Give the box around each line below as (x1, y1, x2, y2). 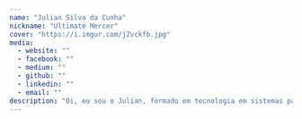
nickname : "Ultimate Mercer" (9, 21, 119, 30)
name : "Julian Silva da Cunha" (9, 13, 127, 22)
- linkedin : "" (17, 80, 75, 89)
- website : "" (17, 47, 70, 55)
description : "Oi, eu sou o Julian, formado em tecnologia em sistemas (9, 96, 283, 106)
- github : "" (17, 72, 67, 81)
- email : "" (17, 88, 63, 97)
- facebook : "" (17, 55, 75, 64)
